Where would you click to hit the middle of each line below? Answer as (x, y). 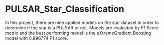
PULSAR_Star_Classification (65, 9)
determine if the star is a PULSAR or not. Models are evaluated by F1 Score (82, 27)
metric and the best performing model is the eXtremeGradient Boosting (78, 33)
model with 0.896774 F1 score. (37, 38)
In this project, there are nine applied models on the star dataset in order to (82, 22)
